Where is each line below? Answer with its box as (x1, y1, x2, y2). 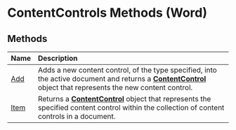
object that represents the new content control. (37, 82, 193, 92)
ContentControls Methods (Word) (7, 5, 207, 21)
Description (37, 54, 79, 63)
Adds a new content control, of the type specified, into (37, 65, 218, 75)
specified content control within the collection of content (37, 103, 225, 113)
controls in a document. (37, 112, 116, 121)
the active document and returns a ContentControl (37, 74, 206, 83)
